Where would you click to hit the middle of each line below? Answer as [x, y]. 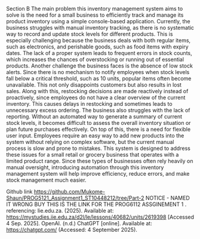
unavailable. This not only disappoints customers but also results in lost [94, 85]
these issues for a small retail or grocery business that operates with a [93, 154]
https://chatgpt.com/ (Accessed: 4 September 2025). [72, 230]
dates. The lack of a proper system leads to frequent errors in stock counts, [99, 53]
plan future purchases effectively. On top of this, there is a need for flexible [99, 129]
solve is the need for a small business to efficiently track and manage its [95, 15]
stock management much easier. [46, 180]
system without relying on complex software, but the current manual [90, 142]
